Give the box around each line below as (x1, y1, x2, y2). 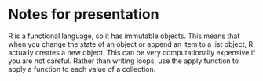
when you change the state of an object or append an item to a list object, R (8, 39, 254, 48)
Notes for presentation (8, 5, 159, 23)
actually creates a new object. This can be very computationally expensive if (8, 48, 256, 57)
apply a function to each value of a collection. (8, 64, 156, 73)
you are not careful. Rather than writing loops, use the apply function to (8, 56, 239, 65)
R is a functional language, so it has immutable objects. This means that (8, 31, 240, 40)
